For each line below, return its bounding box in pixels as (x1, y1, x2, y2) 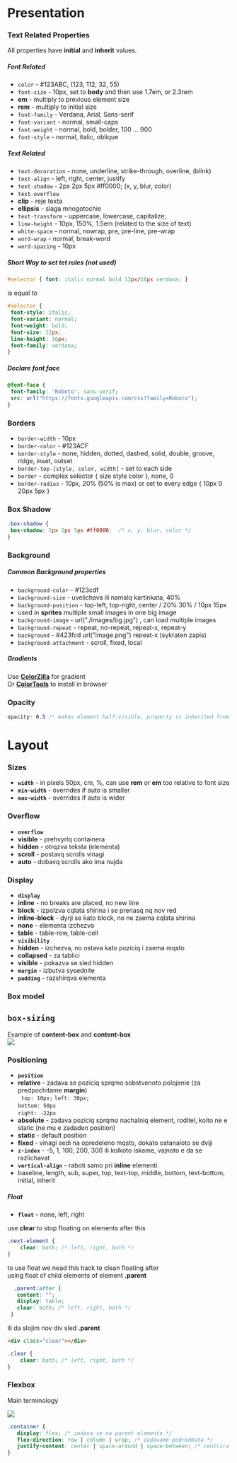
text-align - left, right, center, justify (17, 175, 126, 183)
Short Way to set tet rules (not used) (7, 258, 117, 267)
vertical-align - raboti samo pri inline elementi (17, 1161, 158, 1170)
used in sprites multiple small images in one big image (17, 608, 177, 617)
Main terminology (7, 1396, 59, 1404)
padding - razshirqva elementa (17, 974, 106, 982)
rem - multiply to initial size (17, 103, 97, 111)
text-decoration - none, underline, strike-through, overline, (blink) (17, 167, 212, 175)
